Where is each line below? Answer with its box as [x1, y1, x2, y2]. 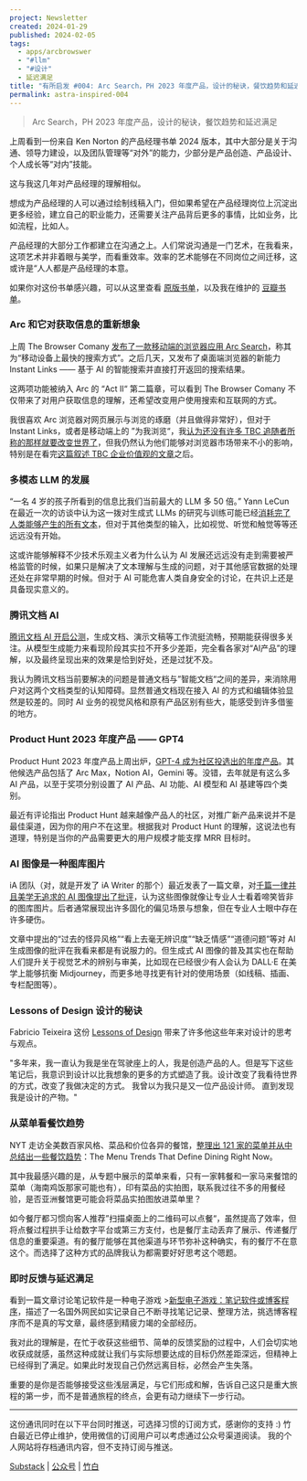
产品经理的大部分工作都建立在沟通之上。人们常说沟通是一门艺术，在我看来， [9, 240, 298, 250]
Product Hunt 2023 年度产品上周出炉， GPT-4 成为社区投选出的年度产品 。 [9, 755, 287, 766]
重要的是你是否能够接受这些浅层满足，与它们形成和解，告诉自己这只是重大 [9, 1379, 290, 1390]
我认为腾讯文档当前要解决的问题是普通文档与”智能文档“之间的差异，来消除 [9, 674, 290, 685]
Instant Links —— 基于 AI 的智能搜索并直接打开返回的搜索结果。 [9, 363, 250, 375]
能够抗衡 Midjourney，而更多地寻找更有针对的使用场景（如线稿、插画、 [25, 967, 295, 978]
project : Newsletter [9, 13, 89, 23]
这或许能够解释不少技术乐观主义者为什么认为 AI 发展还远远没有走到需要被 [9, 549, 286, 560]
